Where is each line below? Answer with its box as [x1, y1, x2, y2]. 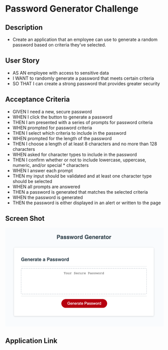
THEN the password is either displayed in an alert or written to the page [12, 200, 161, 206]
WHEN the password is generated [12, 194, 83, 200]
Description [5, 23, 43, 32]
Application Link [5, 336, 58, 345]
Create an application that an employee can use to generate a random [12, 36, 157, 42]
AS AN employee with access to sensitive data [12, 70, 109, 76]
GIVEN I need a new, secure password [12, 108, 92, 114]
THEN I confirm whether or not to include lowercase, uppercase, [12, 157, 147, 163]
